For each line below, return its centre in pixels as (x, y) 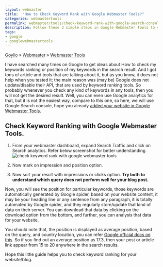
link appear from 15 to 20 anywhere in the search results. (62, 245)
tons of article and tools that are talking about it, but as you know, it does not (81, 75)
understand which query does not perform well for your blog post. (80, 180)
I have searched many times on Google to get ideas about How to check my (81, 64)
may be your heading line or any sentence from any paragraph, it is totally (79, 199)
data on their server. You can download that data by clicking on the (72, 210)
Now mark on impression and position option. (57, 165)
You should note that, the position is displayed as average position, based (79, 229)
